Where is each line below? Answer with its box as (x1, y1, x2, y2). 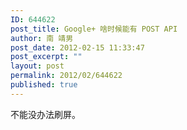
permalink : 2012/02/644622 (10, 71, 123, 81)
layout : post (10, 61, 65, 71)
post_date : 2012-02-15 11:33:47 (10, 42, 145, 53)
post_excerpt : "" (10, 52, 83, 62)
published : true (10, 80, 78, 90)
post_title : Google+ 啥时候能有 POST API (10, 24, 178, 34)
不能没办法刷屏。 (10, 108, 81, 120)
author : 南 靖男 (10, 33, 74, 43)
